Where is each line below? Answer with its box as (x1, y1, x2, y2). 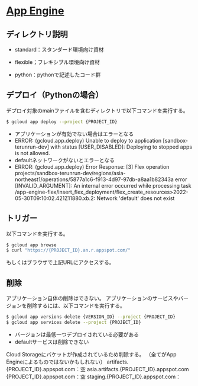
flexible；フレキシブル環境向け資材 (14, 59, 100, 66)
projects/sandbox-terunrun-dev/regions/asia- (14, 169, 126, 176)
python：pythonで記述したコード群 (14, 71, 101, 78)
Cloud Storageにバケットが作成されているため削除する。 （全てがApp (6, 350, 177, 358)
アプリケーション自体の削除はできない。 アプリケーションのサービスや (6, 295, 178, 302)
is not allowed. (14, 149, 50, 156)
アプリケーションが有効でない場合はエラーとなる (14, 130, 134, 137)
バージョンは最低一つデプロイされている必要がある (14, 330, 139, 338)
